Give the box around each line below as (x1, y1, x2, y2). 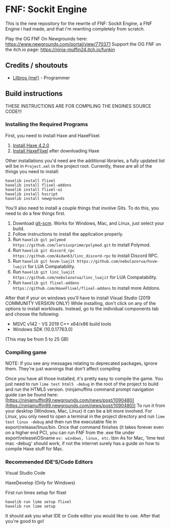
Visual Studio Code (5, 470, 46, 476)
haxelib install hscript (5, 192, 58, 197)
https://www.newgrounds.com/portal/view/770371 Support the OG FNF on (5, 41, 161, 47)
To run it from (136, 402, 165, 409)
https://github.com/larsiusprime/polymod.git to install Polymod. (12, 241, 151, 247)
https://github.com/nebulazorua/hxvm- (77, 259, 159, 264)
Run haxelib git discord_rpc (12, 247, 75, 253)
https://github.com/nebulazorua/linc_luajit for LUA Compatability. (12, 274, 158, 280)
